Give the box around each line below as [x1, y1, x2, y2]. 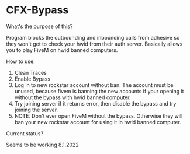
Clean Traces [14, 69, 47, 76]
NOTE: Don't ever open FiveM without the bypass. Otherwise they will [14, 112, 183, 120]
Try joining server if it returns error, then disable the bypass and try [14, 100, 177, 107]
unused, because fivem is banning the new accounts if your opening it [14, 87, 184, 94]
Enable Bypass [14, 75, 51, 82]
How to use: [6, 58, 35, 65]
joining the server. [14, 106, 58, 113]
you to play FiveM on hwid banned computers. [6, 46, 118, 53]
